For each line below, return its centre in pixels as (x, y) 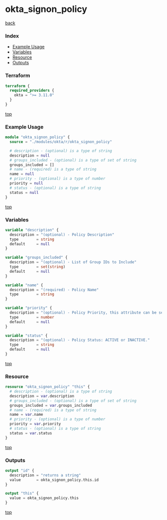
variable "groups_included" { (37, 258)
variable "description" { (32, 230)
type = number (32, 317)
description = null (30, 156)
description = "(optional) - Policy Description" (62, 235)
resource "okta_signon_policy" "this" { (48, 387)
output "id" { (20, 470)
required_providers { (32, 91)
